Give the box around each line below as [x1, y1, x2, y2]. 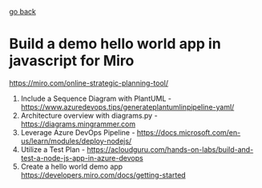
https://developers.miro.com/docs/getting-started [20, 170, 187, 179]
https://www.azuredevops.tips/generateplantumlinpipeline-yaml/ [20, 102, 235, 111]
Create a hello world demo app [20, 162, 123, 171]
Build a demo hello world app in [9, 35, 221, 53]
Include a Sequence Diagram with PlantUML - [20, 94, 171, 103]
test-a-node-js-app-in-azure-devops [20, 153, 143, 162]
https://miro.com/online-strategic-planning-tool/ [9, 78, 169, 87]
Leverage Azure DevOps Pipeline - [20, 127, 135, 137]
